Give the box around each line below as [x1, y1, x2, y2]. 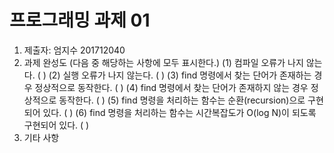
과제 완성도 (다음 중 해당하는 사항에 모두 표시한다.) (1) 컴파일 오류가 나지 [23, 56, 304, 68]
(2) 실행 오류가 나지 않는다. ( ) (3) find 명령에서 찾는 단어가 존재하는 [48, 69, 312, 81]
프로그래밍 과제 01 [9, 9, 151, 32]
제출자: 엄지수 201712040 [23, 44, 126, 56]
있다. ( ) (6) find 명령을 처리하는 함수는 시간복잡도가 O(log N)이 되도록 [42, 106, 317, 118]
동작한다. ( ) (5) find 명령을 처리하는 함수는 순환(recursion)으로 [58, 94, 306, 106]
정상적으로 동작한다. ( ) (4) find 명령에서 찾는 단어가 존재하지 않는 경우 [34, 81, 309, 93]
